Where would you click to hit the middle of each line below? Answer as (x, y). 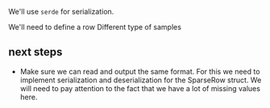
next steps (35, 52)
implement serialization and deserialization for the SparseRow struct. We (141, 80)
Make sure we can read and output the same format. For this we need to (140, 71)
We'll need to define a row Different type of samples (95, 27)
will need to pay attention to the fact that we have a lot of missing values (140, 88)
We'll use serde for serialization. (61, 12)
